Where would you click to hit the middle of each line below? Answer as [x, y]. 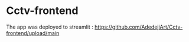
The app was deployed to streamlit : [50, 27]
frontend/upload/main [33, 33]
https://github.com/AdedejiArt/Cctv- [139, 27]
